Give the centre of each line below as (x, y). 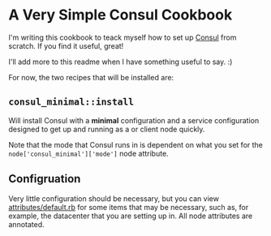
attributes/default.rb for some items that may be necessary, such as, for (129, 207)
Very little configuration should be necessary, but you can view (114, 198)
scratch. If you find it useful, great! (66, 45)
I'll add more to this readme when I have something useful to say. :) (120, 62)
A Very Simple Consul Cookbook (120, 15)
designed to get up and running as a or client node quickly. (107, 129)
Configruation (45, 179)
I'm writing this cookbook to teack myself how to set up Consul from (123, 37)
